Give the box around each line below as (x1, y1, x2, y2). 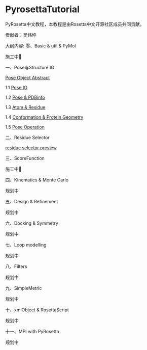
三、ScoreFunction (5, 155, 45, 161)
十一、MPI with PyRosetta (5, 328, 59, 334)
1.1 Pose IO (5, 84, 28, 90)
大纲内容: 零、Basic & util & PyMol (5, 42, 76, 49)
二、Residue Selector (5, 134, 50, 141)
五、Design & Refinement (5, 198, 58, 204)
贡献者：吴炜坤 (5, 32, 36, 38)
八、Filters (5, 263, 27, 270)
